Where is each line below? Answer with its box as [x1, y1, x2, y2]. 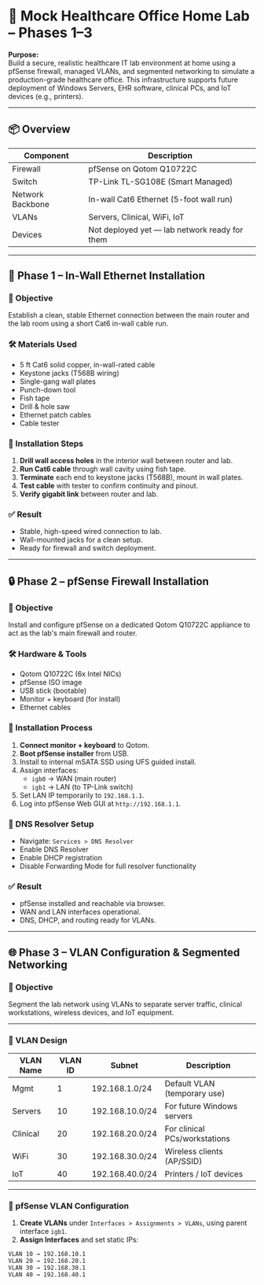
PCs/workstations [164, 1133, 230, 1144]
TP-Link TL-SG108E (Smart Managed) [88, 176, 233, 187]
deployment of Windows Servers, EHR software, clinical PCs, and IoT [8, 83, 232, 93]
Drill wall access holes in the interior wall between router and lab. [19, 456, 233, 466]
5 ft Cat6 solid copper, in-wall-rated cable [19, 359, 156, 369]
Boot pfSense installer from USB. [19, 749, 130, 758]
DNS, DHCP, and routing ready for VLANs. [19, 915, 156, 925]
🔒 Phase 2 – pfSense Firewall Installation [8, 574, 210, 588]
